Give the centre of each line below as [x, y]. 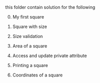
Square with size [30, 26]
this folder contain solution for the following [50, 7]
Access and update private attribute [49, 55]
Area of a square [30, 46]
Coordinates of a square [37, 75]
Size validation [28, 36]
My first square [28, 17]
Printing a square [30, 65]
